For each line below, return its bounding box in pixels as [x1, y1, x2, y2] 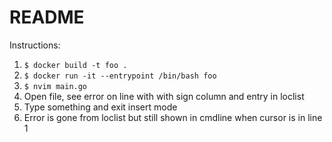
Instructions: [9, 39, 61, 51]
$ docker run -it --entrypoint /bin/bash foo [23, 71, 217, 81]
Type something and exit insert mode [23, 101, 178, 113]
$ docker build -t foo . [23, 60, 128, 70]
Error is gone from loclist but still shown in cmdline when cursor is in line [23, 111, 323, 123]
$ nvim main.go [23, 81, 88, 91]
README [9, 6, 85, 29]
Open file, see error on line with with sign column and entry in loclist [23, 90, 305, 102]
